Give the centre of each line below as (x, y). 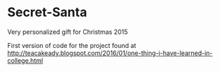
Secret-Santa (47, 12)
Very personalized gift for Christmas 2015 (68, 32)
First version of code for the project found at (72, 45)
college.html (25, 60)
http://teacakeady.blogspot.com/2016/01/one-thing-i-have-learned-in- (110, 53)
